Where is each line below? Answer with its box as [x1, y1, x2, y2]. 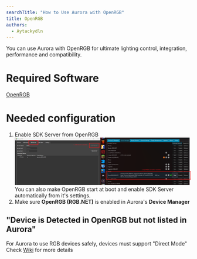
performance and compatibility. [6, 51, 82, 58]
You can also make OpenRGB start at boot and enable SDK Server [14, 186, 174, 193]
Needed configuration [6, 112, 116, 125]
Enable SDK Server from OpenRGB [14, 131, 98, 138]
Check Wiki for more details [6, 246, 73, 253]
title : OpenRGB [6, 15, 43, 22]
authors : [6, 22, 28, 28]
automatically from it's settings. [14, 192, 91, 199]
